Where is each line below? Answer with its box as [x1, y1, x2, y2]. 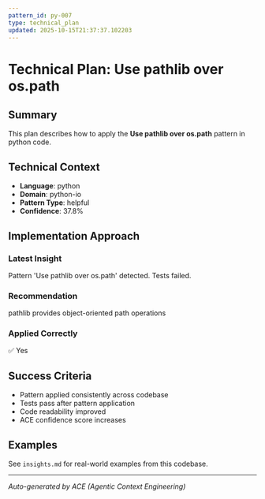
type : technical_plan [8, 19, 80, 27]
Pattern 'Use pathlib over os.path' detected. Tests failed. [8, 270, 192, 280]
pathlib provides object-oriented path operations [8, 308, 166, 318]
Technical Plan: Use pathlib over [8, 60, 224, 78]
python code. [8, 137, 51, 147]
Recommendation [8, 290, 78, 301]
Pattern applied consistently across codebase [19, 390, 169, 400]
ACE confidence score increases [19, 415, 126, 425]
